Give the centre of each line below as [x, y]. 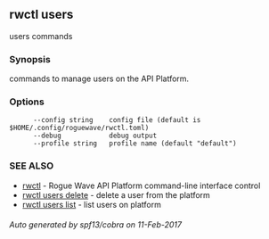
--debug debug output [95, 136]
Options [27, 102]
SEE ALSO [32, 166]
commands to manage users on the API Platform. [99, 78]
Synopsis [30, 59]
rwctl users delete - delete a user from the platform [116, 194]
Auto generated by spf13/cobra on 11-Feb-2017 [96, 225]
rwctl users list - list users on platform [92, 204]
